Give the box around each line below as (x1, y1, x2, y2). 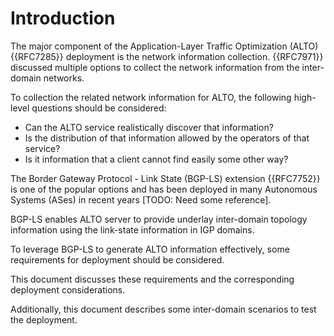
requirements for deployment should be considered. (10, 253, 225, 266)
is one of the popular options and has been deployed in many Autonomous (10, 183, 318, 195)
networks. (43, 72, 85, 84)
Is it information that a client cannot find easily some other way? (24, 153, 289, 165)
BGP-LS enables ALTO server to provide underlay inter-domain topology (10, 213, 308, 225)
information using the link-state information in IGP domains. (10, 223, 255, 236)
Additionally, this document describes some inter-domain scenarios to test (10, 303, 317, 315)
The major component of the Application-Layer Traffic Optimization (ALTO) (10, 40, 319, 52)
